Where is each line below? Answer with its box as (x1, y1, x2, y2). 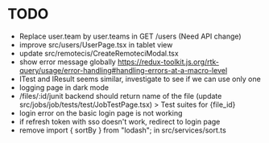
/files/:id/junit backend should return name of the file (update (19, 91, 222, 100)
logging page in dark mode (19, 82, 110, 92)
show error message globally (19, 57, 116, 67)
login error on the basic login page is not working (19, 108, 183, 117)
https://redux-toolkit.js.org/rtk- (117, 57, 219, 67)
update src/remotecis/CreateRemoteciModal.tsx (19, 48, 179, 58)
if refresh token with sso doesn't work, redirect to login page (19, 116, 221, 126)
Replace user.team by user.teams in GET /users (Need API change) (19, 31, 242, 41)
